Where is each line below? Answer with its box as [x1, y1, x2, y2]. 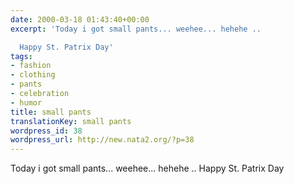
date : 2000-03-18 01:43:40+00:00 [10, 14, 150, 25]
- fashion [10, 61, 52, 71]
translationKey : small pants [10, 116, 132, 126]
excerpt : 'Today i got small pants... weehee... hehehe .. [10, 24, 262, 34]
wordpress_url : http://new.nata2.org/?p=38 [10, 135, 195, 145]
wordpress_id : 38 [10, 126, 83, 136]
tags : [10, 51, 33, 61]
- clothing [10, 70, 56, 80]
